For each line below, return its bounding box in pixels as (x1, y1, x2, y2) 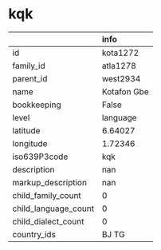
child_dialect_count (12, 216, 84, 227)
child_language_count (12, 203, 94, 214)
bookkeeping (12, 99, 61, 110)
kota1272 (101, 47, 139, 58)
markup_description (12, 177, 88, 188)
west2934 (101, 73, 141, 84)
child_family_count (12, 189, 81, 200)
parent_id (12, 73, 48, 84)
